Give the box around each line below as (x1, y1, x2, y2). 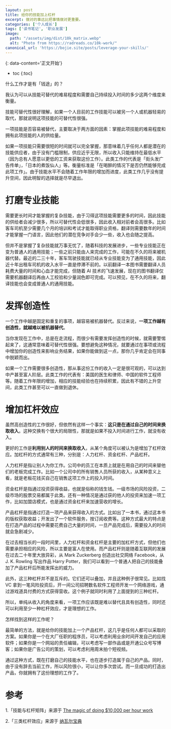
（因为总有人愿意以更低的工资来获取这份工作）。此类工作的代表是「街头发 (5, 156, 159, 162)
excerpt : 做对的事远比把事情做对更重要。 (5, 17, 83, 22)
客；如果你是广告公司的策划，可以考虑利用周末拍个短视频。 (5, 646, 130, 652)
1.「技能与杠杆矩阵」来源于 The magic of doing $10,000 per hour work (5, 707, 153, 713)
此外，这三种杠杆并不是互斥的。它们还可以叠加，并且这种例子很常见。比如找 (5, 576, 166, 582)
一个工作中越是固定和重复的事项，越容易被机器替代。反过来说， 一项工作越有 (5, 318, 166, 324)
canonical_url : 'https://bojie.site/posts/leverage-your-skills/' (5, 45, 149, 50)
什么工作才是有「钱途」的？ (5, 80, 64, 87)
